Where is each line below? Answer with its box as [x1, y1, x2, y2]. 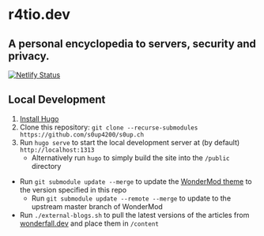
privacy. [8, 49, 50, 62]
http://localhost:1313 [19, 146, 95, 154]
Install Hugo [19, 114, 59, 123]
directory [31, 161, 62, 170]
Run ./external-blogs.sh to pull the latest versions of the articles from [19, 210, 250, 219]
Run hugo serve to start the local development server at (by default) [19, 137, 240, 147]
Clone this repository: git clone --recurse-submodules [19, 122, 198, 132]
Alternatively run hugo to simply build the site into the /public [31, 152, 231, 163]
